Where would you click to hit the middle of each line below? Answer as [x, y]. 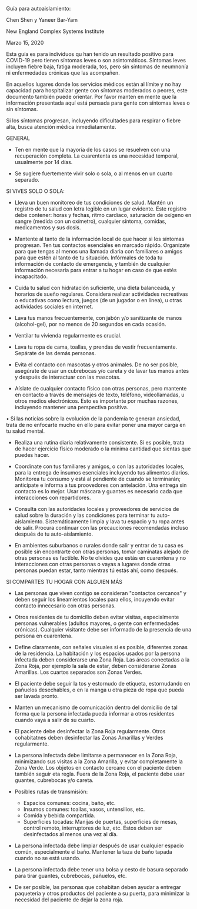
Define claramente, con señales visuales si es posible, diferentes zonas [101, 647]
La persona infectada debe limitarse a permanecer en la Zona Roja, [96, 755]
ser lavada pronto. [36, 696]
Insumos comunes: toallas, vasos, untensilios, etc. [84, 809]
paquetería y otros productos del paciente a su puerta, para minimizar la [102, 893]
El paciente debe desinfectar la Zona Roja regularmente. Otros [90, 731]
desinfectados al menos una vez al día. [71, 834]
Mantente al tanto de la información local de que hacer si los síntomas [99, 239]
